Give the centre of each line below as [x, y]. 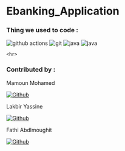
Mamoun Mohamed [31, 82]
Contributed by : [31, 70]
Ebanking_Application [63, 11]
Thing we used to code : [42, 30]
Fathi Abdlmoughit [29, 130]
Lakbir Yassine [25, 106]
